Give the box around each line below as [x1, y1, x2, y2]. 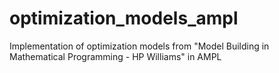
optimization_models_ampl [9, 7, 239, 30]
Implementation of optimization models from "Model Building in [9, 40, 270, 52]
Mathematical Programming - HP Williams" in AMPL [9, 50, 222, 62]
